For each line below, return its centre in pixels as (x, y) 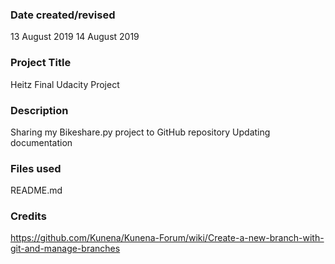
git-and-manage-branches (65, 249)
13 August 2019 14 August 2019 (75, 37)
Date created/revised (63, 15)
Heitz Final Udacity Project (65, 84)
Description (39, 110)
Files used (36, 168)
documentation (41, 142)
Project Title (41, 63)
